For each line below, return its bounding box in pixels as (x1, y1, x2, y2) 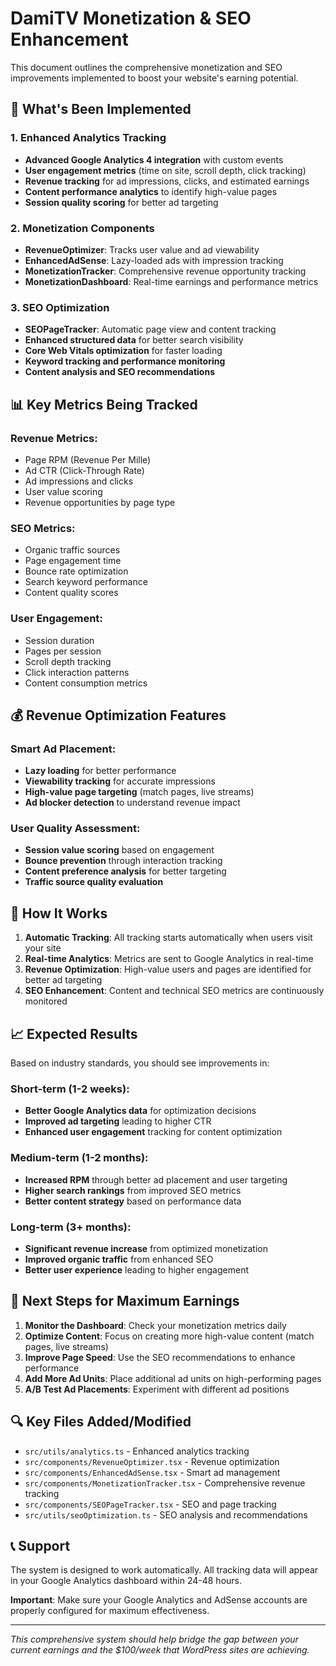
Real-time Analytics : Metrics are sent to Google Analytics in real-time (24, 953, 314, 965)
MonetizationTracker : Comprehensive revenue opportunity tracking (24, 265, 307, 277)
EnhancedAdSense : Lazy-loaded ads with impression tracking (24, 254, 284, 266)
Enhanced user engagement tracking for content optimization (24, 1126, 283, 1138)
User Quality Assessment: (10, 822, 141, 836)
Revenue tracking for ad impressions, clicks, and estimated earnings (24, 175, 310, 187)
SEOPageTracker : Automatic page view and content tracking (24, 323, 277, 336)
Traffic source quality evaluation (24, 876, 164, 888)
